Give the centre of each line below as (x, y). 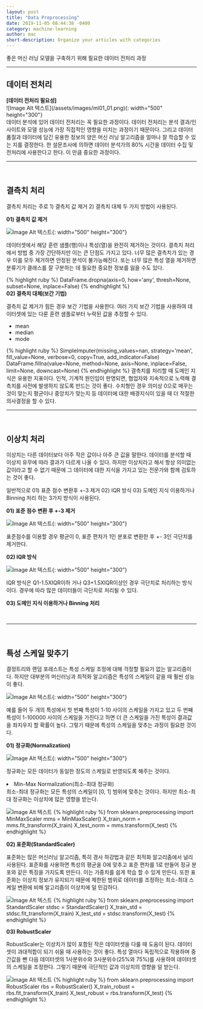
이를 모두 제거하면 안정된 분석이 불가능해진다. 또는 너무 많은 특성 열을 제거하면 (104, 260)
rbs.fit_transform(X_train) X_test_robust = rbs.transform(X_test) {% (89, 993)
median (24, 332)
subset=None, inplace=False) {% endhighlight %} (68, 286)
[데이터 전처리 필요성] (32, 100)
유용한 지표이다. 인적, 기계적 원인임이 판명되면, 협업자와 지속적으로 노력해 (104, 378)
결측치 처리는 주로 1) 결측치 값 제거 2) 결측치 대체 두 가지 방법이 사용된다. (92, 206)
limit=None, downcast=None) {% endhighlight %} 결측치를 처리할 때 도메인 (98, 371)
